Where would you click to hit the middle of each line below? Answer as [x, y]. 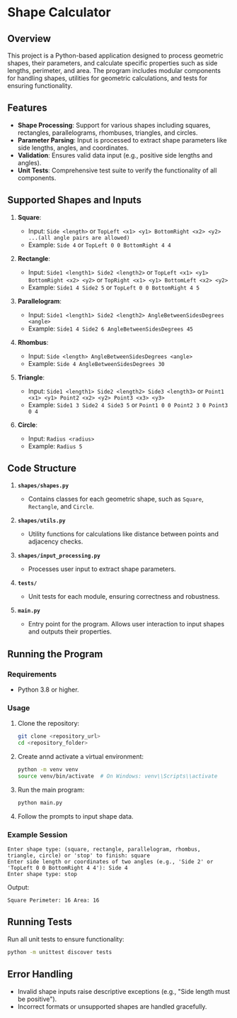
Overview [29, 39]
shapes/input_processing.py [59, 556]
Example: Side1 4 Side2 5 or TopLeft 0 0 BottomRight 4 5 [114, 287]
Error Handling [40, 974]
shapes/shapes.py [43, 486]
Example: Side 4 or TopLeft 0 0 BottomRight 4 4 [99, 245]
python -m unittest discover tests [60, 952]
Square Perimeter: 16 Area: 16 [53, 901]
